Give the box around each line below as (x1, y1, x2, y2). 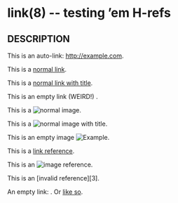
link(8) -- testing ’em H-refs (7, 5, 172, 21)
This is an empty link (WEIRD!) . (7, 93, 98, 100)
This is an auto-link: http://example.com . (7, 51, 124, 60)
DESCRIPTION (7, 33, 70, 45)
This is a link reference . (7, 147, 75, 155)
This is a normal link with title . (7, 79, 93, 87)
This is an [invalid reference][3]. (7, 174, 100, 182)
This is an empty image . (7, 133, 110, 141)
